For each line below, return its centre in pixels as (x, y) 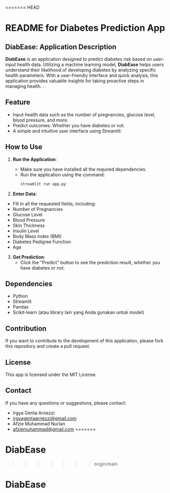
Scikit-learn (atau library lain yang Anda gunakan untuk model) (78, 312)
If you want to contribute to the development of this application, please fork (84, 341)
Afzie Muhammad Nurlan (39, 424)
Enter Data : (25, 194)
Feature (18, 102)
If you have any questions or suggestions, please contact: (66, 403)
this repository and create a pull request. (48, 346)
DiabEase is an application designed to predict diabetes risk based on (79, 59)
